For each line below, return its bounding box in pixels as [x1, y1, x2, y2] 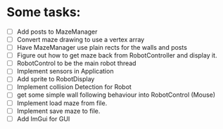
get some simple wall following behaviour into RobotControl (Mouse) [16, 90, 216, 99]
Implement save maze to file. [16, 107, 101, 115]
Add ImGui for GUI [16, 114, 70, 123]
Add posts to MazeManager [16, 27, 98, 36]
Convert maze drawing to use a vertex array [16, 36, 145, 43]
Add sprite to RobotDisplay [16, 75, 95, 83]
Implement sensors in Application [16, 67, 114, 76]
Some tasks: [6, 4, 81, 20]
